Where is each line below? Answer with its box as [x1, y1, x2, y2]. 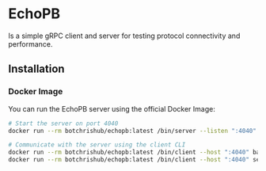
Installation [8, 63, 65, 76]
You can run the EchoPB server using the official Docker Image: [8, 104, 215, 113]
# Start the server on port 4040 [8, 120, 119, 127]
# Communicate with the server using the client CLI [8, 141, 186, 149]
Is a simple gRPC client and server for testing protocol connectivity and [8, 31, 241, 40]
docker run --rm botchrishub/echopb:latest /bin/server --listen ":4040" [8, 127, 257, 135]
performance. [8, 39, 53, 48]
